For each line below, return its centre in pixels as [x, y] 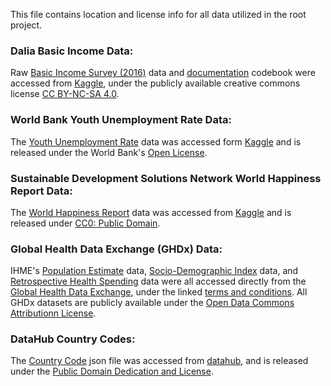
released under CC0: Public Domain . [85, 223]
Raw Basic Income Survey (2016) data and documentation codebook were [163, 73]
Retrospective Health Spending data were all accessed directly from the [158, 281]
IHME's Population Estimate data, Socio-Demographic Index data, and [154, 271]
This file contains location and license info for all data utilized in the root [158, 14]
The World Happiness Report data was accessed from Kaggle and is [151, 212]
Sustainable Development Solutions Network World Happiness [166, 178]
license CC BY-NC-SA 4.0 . [65, 94]
